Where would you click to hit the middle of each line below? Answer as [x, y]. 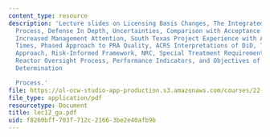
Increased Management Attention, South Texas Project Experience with [136, 38]
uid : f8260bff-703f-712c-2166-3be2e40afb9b [82, 120]
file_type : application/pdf [55, 98]
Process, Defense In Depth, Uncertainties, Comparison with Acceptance [138, 31]
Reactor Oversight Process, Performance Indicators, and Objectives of [138, 61]
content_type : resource [48, 16]
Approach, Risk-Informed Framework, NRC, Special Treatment [118, 53]
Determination [39, 68]
